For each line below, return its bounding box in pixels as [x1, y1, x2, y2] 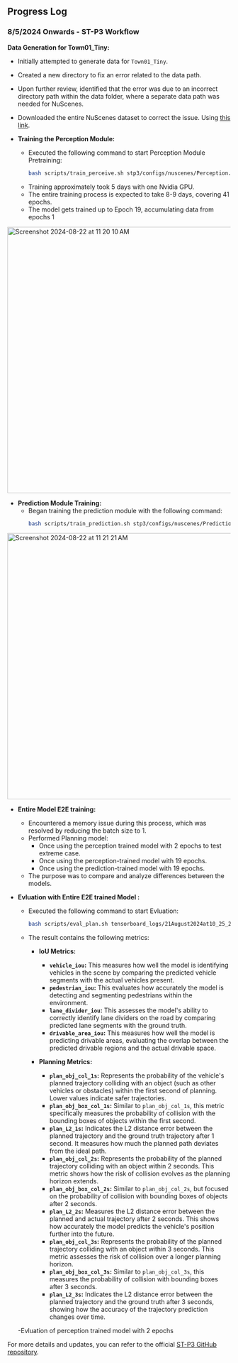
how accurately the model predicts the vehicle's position [49, 1222, 215, 1231]
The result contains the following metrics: [28, 934, 150, 942]
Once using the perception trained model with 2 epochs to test [38, 841, 222, 850]
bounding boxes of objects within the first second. [49, 1117, 196, 1125]
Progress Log [7, 6, 67, 18]
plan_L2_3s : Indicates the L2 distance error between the [49, 1290, 213, 1298]
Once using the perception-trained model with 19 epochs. [38, 857, 208, 865]
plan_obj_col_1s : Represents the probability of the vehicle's [49, 1071, 225, 1080]
